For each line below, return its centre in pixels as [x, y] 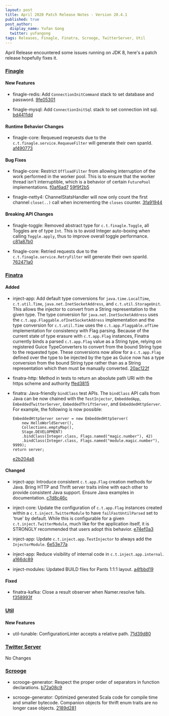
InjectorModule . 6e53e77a [40, 544]
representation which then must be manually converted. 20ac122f [81, 368]
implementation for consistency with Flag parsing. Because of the [81, 330]
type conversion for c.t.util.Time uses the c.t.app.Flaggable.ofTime [86, 325]
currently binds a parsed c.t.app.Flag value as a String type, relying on [87, 341]
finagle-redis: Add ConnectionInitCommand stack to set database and [83, 94]
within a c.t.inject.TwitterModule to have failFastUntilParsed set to [85, 513]
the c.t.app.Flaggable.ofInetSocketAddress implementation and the [83, 320]
